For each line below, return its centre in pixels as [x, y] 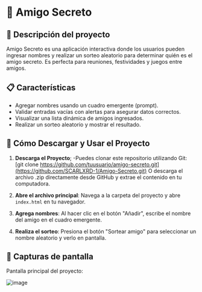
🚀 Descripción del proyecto [58, 35]
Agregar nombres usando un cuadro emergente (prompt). [87, 105]
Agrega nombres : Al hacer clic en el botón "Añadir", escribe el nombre [103, 213]
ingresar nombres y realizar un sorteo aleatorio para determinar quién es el [99, 55]
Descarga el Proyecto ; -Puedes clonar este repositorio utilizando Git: [101, 158]
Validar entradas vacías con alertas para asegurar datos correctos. [98, 111]
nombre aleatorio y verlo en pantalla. [61, 238]
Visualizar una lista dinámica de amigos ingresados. [79, 118]
